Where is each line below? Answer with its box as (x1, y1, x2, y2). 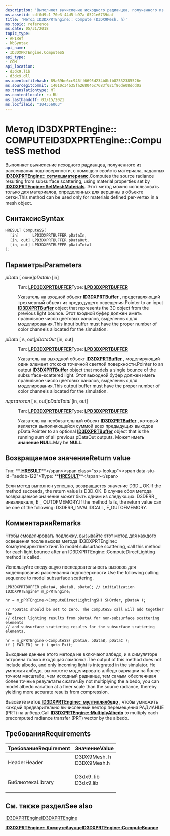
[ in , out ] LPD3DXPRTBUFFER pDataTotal (10, 242, 92, 247)
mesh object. (5, 200, 33, 206)
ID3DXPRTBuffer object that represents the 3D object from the (18, 305, 149, 311)
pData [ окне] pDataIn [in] (5, 275, 59, 281)
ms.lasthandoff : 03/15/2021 (5, 97, 65, 102)
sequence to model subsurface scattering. (5, 575, 94, 581)
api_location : (5, 64, 35, 69)
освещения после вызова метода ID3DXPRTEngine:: (5, 538, 118, 544)
